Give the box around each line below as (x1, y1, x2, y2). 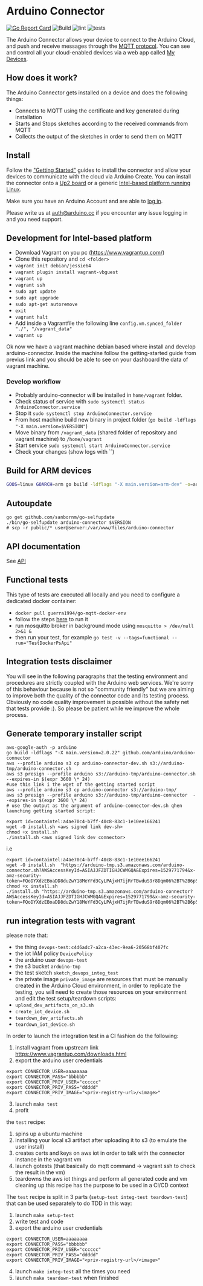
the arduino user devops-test (14, 956, 88, 964)
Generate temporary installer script (6, 729, 142, 739)
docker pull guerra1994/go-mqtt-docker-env (14, 610, 127, 616)
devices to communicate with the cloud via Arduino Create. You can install (6, 172, 192, 180)
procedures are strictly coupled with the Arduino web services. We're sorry (6, 679, 194, 686)
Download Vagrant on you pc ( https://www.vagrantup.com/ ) (14, 249, 165, 256)
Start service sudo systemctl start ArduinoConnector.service (14, 442, 170, 449)
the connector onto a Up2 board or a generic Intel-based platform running (6, 179, 191, 186)
